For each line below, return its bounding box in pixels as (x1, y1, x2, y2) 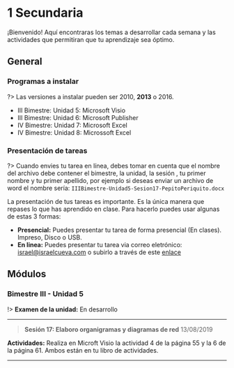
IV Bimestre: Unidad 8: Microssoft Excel (17, 128, 132, 137)
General (7, 56, 43, 68)
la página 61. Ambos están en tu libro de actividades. (7, 346, 159, 354)
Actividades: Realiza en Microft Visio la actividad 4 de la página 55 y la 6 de (7, 339, 226, 347)
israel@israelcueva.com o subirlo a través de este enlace (17, 248, 181, 256)
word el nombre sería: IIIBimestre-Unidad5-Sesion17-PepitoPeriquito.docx (7, 184, 225, 192)
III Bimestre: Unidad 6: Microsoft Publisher (17, 113, 139, 122)
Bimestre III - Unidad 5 (7, 289, 84, 299)
